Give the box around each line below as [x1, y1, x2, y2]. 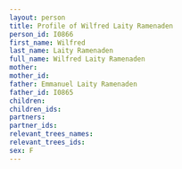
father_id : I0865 [9, 88, 74, 97]
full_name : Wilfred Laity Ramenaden [9, 55, 145, 63]
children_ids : [9, 105, 62, 114]
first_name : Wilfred [9, 38, 87, 47]
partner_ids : [9, 122, 58, 131]
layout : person [9, 13, 66, 22]
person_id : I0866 [9, 30, 74, 38]
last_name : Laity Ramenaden [9, 46, 114, 55]
